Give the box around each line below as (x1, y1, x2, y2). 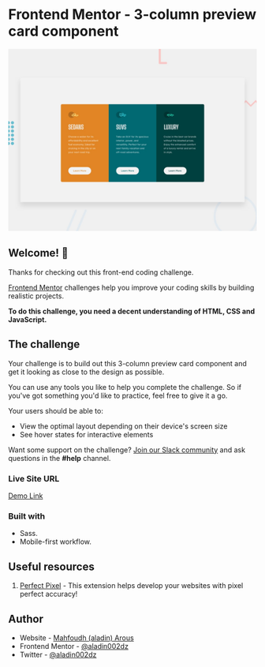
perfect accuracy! (19, 590, 78, 599)
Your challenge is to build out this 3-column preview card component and (8, 358, 247, 368)
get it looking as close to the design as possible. (8, 367, 165, 377)
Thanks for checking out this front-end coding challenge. (8, 267, 194, 277)
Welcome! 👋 (8, 246, 69, 260)
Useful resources (8, 560, 95, 573)
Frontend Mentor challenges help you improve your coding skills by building (8, 283, 255, 292)
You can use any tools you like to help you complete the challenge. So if (8, 382, 242, 392)
